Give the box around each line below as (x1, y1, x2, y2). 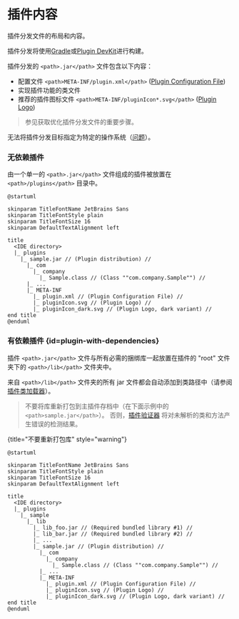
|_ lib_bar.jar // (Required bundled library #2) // (33, 530, 193, 538)
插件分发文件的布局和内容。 (7, 31, 89, 40)
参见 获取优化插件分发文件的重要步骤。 (24, 117, 138, 126)
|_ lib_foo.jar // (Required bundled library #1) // (33, 524, 193, 531)
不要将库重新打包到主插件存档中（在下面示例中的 (24, 401, 169, 411)
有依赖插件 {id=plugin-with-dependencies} (7, 336, 160, 346)
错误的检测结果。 (31, 419, 82, 428)
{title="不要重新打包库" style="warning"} (7, 435, 127, 443)
